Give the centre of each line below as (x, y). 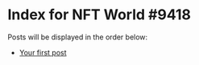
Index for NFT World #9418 (99, 15)
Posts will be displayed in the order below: (78, 37)
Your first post (43, 52)
